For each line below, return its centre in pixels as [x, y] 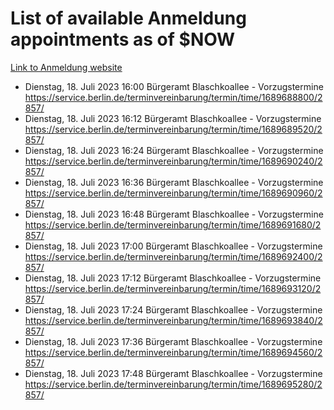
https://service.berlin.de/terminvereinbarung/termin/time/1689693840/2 [173, 320]
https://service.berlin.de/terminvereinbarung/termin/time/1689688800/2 [173, 97]
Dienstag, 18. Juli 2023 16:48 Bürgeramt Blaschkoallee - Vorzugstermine [174, 214]
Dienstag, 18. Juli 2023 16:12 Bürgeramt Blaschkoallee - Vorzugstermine [173, 118]
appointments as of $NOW [123, 39]
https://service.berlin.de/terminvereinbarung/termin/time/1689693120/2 [173, 288]
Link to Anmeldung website [66, 67]
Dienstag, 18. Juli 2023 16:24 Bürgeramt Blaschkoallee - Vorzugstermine [174, 150]
